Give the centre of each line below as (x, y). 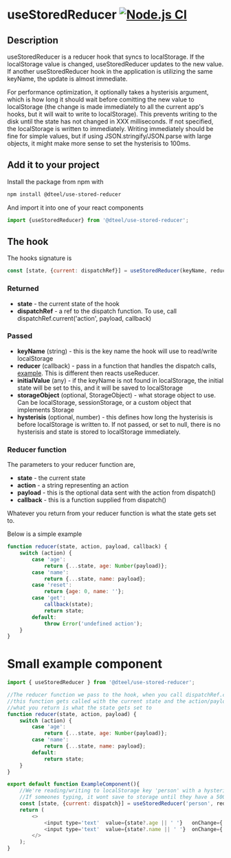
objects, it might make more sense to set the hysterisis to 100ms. (99, 143)
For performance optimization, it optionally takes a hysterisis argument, (108, 92)
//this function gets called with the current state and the (97, 701)
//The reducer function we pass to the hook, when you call (95, 695)
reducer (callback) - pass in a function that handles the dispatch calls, (117, 366)
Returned (23, 288)
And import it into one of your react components (76, 208)
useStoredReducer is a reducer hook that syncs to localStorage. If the (106, 57)
